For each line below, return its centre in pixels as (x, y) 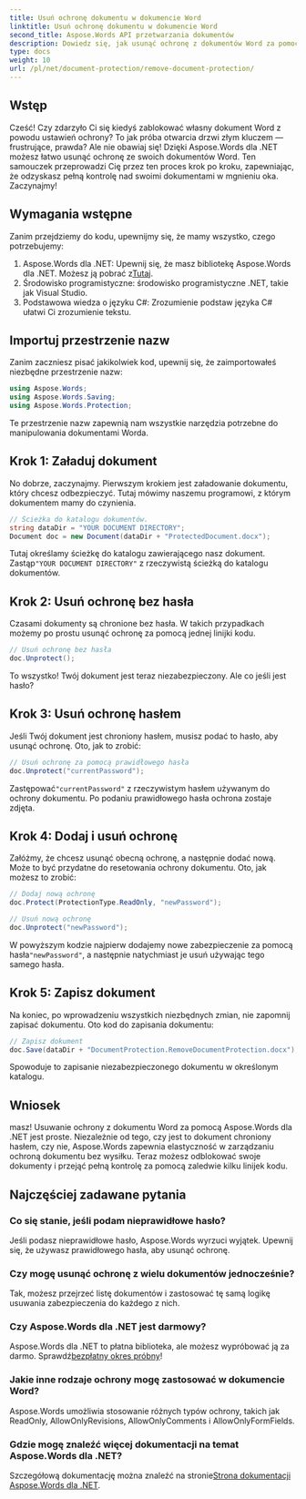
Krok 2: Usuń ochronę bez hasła (102, 602)
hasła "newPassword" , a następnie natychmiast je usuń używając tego (137, 954)
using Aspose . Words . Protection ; (71, 406)
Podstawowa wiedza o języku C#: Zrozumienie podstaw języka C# (148, 302)
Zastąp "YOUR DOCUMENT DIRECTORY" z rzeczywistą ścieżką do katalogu (139, 563)
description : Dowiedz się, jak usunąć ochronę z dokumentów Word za (142, 43)
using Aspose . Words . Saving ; (63, 397)
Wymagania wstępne (71, 214)
